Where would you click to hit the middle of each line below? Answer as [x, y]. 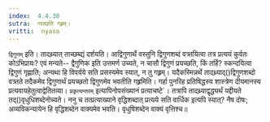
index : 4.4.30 [34, 16]
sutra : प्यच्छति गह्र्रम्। [40, 24]
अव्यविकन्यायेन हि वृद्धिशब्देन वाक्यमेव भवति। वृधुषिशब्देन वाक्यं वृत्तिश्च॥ [98, 109]
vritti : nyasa [34, 31]
